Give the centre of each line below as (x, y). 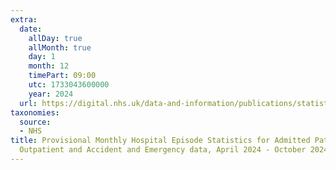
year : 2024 (51, 94)
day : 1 (42, 57)
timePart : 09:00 (62, 76)
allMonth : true (60, 47)
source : (35, 122)
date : (31, 29)
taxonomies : (35, 112)
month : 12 (49, 66)
